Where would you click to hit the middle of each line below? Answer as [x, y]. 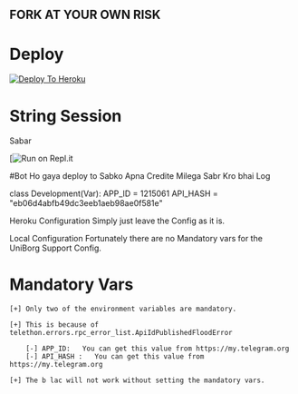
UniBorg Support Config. [56, 248]
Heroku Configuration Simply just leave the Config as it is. [117, 221]
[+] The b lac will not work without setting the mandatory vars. [137, 380]
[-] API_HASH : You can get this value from [115, 357]
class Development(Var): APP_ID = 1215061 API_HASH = [114, 193]
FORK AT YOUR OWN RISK [85, 15]
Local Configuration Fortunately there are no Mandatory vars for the [136, 239]
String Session [66, 116]
